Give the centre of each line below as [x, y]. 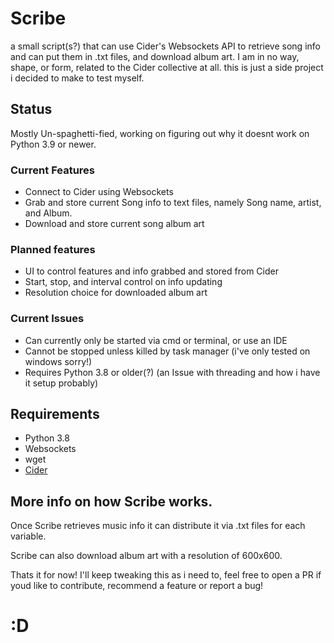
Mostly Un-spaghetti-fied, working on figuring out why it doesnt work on [160, 133]
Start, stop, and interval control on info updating [123, 282]
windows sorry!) [58, 361]
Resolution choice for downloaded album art [116, 293]
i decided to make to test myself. [77, 78]
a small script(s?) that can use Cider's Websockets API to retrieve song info [165, 46]
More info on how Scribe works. [111, 501]
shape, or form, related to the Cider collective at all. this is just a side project [167, 67]
